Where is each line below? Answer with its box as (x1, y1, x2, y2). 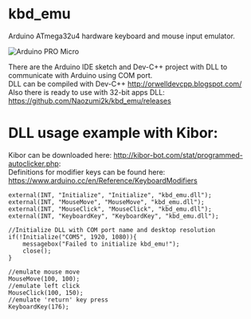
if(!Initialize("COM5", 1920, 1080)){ (8, 233, 137, 241)
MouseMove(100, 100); (8, 274, 80, 283)
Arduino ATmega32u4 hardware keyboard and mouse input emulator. (8, 31, 235, 41)
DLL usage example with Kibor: (8, 124, 218, 142)
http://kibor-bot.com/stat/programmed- (113, 150, 243, 159)
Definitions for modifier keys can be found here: (8, 167, 166, 176)
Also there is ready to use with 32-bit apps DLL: (8, 87, 165, 96)
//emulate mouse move (8, 268, 80, 276)
